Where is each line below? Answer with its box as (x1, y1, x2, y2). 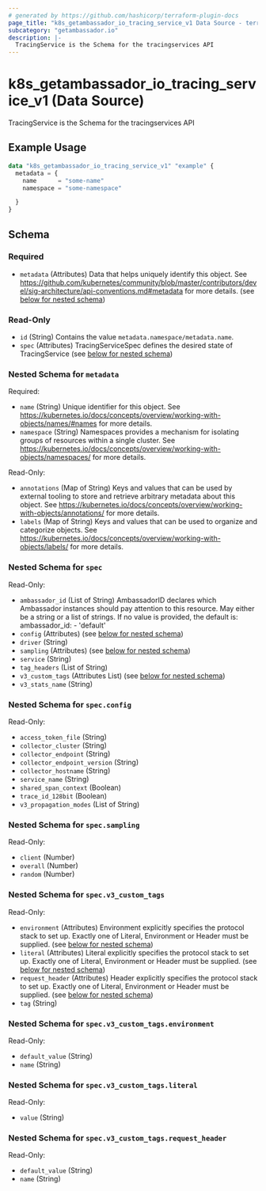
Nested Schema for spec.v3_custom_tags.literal (8, 1079, 198, 1090)
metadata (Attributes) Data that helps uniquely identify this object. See (19, 269, 248, 279)
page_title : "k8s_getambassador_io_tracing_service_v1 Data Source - (8, 19, 243, 27)
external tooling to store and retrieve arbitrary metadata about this (19, 491, 236, 501)
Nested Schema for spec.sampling (8, 819, 140, 830)
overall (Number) (19, 861, 79, 870)
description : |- (8, 33, 62, 42)
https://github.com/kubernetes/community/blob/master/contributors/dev (19, 278, 257, 287)
